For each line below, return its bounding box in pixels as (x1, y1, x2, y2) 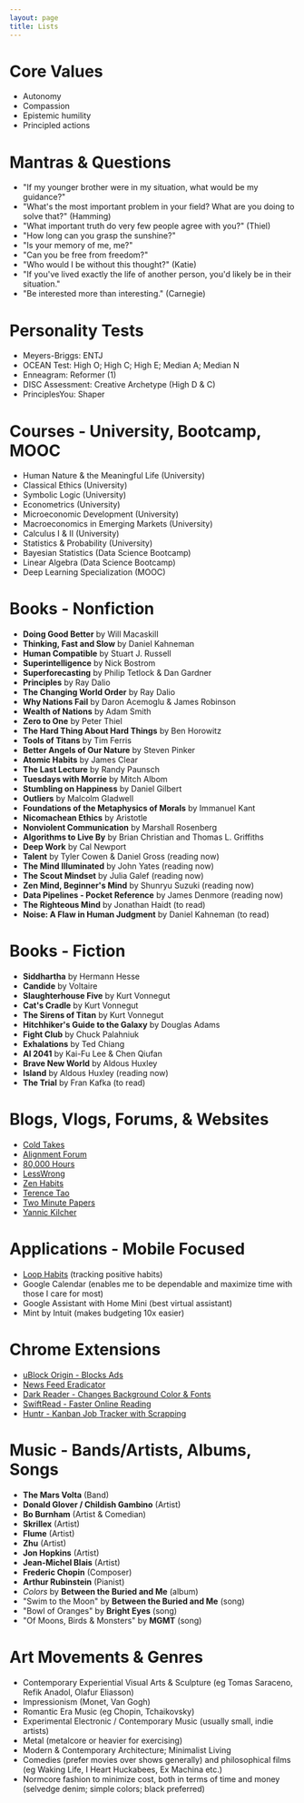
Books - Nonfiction (9, 599, 154, 619)
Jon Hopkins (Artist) (22, 1547, 100, 1558)
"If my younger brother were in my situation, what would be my (22, 182, 259, 193)
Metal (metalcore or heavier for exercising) (22, 1735, 183, 1746)
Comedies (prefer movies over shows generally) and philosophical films (22, 1754, 291, 1765)
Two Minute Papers (22, 1197, 95, 1208)
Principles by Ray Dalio (22, 677, 111, 688)
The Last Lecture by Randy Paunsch (22, 764, 161, 775)
